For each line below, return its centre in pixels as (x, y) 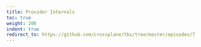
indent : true (23, 29)
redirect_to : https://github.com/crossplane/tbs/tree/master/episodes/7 (101, 35)
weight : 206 (21, 23)
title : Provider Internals (41, 12)
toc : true (19, 18)
